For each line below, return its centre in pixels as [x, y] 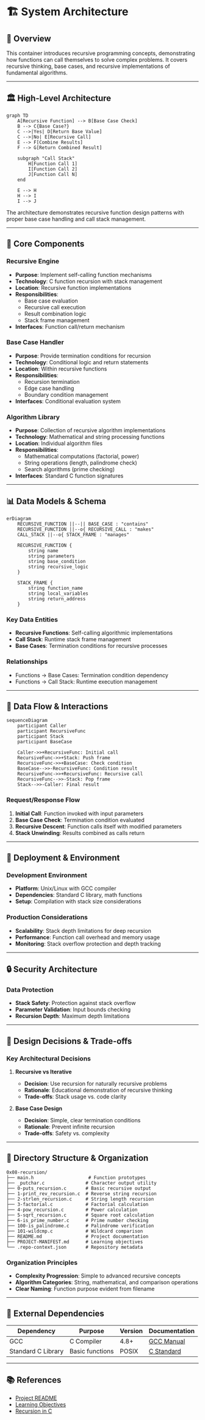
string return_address [57, 599]
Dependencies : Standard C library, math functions [78, 895]
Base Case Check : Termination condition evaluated [80, 820]
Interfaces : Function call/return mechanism [70, 326]
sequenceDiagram [27, 721]
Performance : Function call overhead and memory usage [88, 937]
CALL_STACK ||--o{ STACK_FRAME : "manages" [74, 535]
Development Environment [47, 875]
